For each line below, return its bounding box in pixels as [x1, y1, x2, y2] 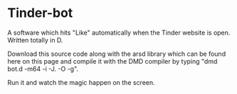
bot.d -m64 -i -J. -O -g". [7, 64, 79, 73]
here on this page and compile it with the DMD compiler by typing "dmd [7, 57, 218, 65]
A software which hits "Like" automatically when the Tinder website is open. [7, 28, 231, 37]
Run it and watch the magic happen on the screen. [7, 78, 155, 86]
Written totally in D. [7, 35, 63, 44]
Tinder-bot [7, 5, 73, 21]
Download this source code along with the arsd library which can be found [7, 49, 226, 58]
